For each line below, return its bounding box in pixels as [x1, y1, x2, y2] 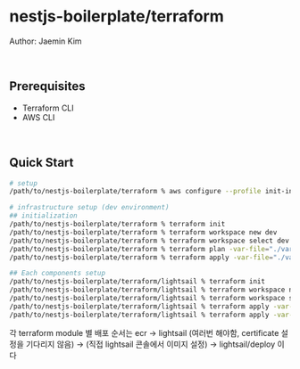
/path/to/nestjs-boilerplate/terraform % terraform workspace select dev [9, 236, 290, 245]
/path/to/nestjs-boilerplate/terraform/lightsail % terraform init [9, 277, 266, 286]
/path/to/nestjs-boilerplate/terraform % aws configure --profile [9, 187, 262, 196]
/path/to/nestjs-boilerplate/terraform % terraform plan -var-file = [9, 244, 270, 253]
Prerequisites [9, 78, 86, 94]
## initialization [9, 211, 78, 220]
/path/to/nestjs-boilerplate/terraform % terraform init [9, 220, 226, 229]
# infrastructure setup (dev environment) [9, 203, 170, 212]
